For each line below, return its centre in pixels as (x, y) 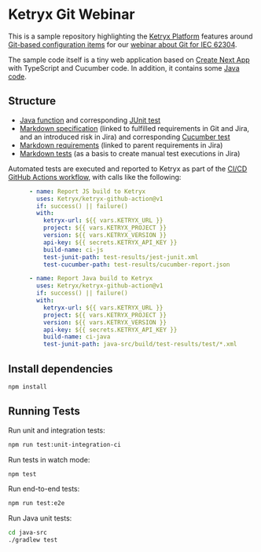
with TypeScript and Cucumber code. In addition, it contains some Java (124, 68)
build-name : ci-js (73, 250)
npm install (28, 386)
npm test (22, 474)
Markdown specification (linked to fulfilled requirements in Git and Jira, (134, 128)
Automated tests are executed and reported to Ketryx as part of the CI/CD (128, 168)
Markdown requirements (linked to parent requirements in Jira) (121, 145)
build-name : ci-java (77, 337)
